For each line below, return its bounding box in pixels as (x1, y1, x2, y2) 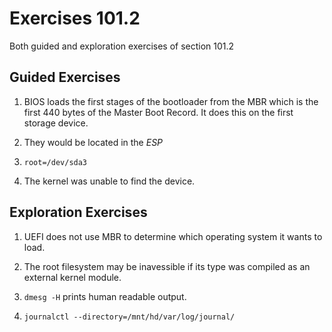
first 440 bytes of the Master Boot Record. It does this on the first (23, 106, 294, 118)
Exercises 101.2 (9, 7, 141, 30)
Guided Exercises (9, 69, 121, 86)
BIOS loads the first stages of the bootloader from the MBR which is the (23, 95, 319, 107)
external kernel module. (23, 271, 122, 283)
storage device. (23, 117, 89, 129)
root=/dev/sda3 (23, 157, 88, 167)
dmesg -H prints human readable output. (23, 290, 187, 302)
